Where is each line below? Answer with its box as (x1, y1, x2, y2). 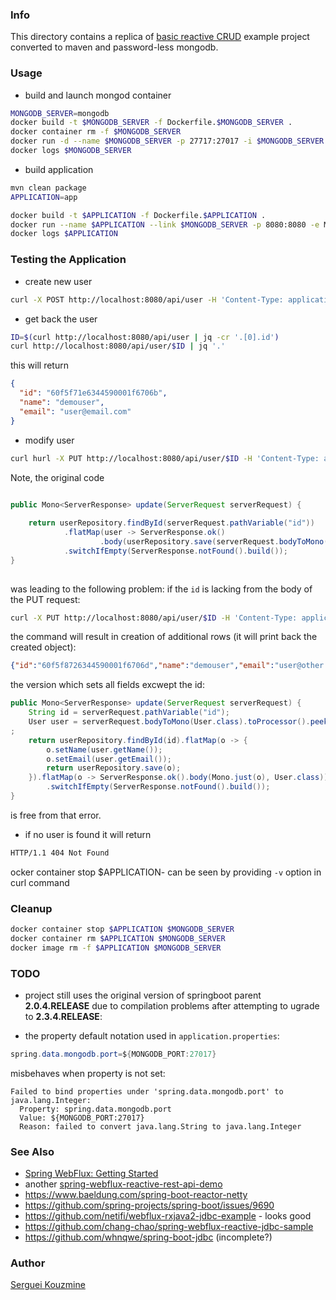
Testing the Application (10, 253, 127, 267)
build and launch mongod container (24, 89, 172, 101)
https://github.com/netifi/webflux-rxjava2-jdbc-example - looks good (24, 1210, 312, 1222)
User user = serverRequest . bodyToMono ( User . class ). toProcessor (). (28, 717, 311, 727)
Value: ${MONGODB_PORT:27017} (19, 1113, 145, 1123)
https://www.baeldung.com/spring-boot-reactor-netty (24, 1189, 248, 1201)
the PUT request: (10, 593, 81, 605)
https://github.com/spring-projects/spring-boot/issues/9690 (24, 1199, 275, 1212)
